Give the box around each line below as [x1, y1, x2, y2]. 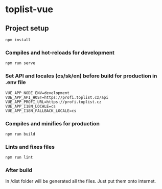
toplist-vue [5, 4, 54, 15]
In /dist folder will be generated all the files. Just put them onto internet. [5, 178, 156, 184]
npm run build [5, 131, 36, 137]
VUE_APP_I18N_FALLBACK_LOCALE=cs [5, 108, 77, 113]
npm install [5, 37, 31, 42]
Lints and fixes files [5, 143, 55, 150]
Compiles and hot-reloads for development [5, 49, 115, 56]
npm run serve [5, 61, 36, 66]
